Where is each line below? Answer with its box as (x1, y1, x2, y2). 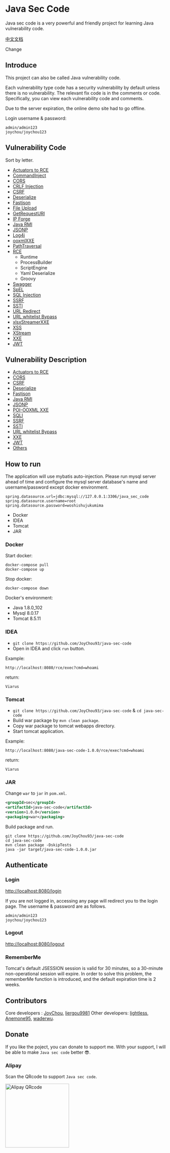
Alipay (5, 1062, 22, 1069)
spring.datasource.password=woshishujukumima (5, 503, 103, 509)
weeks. (5, 982, 20, 988)
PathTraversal (12, 243, 42, 249)
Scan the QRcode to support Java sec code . (5, 1074, 97, 1080)
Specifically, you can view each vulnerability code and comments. (5, 95, 144, 101)
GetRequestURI (12, 210, 45, 216)
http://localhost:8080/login (5, 888, 62, 894)
